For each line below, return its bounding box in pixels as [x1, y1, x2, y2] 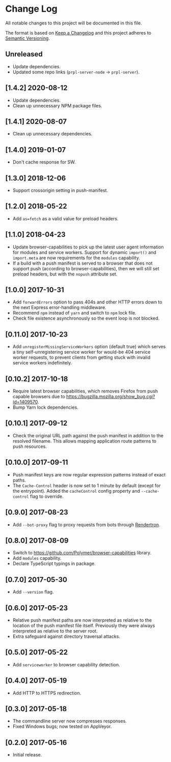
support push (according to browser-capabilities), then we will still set [12, 265, 159, 271]
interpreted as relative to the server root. [12, 628, 98, 634]
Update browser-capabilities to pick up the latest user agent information [12, 244, 164, 250]
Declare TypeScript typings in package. [12, 560, 96, 567]
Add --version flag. [12, 589, 54, 595]
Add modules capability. [12, 555, 62, 561]
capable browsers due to [12, 393, 65, 400]
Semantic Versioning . [5, 35, 50, 41]
